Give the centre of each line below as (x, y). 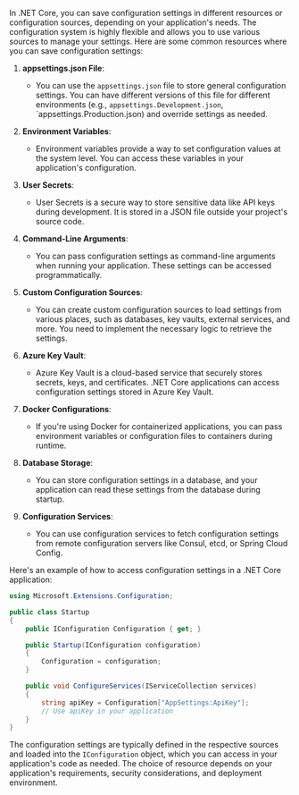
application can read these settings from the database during (148, 490)
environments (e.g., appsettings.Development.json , (129, 105)
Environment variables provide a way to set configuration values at (158, 148)
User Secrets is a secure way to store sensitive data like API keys (155, 202)
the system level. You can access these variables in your (139, 158)
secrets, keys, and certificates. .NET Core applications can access (157, 382)
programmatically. (69, 275)
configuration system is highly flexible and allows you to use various (135, 32)
